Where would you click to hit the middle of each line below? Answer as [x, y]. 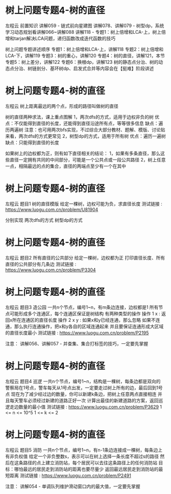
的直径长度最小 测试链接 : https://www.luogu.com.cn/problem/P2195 [77, 333]
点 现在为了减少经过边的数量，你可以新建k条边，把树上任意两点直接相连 [81, 394]
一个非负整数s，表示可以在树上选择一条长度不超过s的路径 [98, 456]
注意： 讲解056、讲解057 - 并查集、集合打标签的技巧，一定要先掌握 [77, 343]
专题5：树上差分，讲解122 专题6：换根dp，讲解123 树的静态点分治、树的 [82, 62]
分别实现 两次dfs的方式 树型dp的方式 [44, 220]
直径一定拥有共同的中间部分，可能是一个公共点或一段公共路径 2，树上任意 [88, 159]
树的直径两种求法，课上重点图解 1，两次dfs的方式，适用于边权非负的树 [80, 117]
